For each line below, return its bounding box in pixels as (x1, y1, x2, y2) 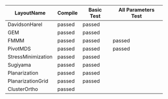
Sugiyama (7, 62, 31, 68)
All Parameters (118, 6, 155, 13)
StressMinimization (7, 53, 52, 60)
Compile (57, 9, 78, 16)
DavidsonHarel (7, 21, 42, 28)
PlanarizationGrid (7, 78, 48, 84)
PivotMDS (7, 45, 31, 52)
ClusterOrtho (7, 86, 38, 93)
